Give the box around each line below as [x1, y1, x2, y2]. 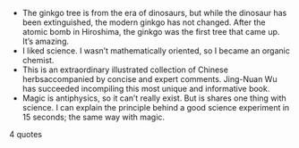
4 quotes [9, 129, 43, 139]
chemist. [21, 55, 55, 65]
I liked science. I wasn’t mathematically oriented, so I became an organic [21, 45, 291, 56]
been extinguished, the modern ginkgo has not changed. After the [21, 17, 266, 28]
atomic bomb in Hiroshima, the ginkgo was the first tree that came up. [21, 27, 280, 37]
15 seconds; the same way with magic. [21, 111, 166, 122]
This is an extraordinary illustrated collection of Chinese [21, 64, 228, 75]
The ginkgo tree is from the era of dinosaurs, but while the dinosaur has [21, 8, 287, 18]
